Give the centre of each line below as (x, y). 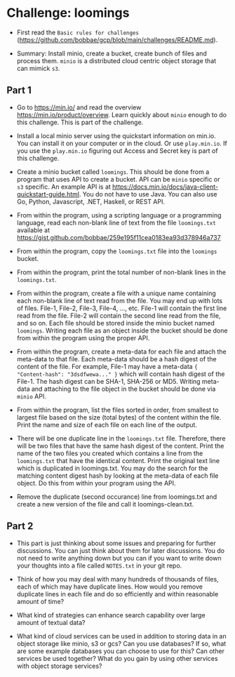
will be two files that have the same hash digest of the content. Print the (120, 445)
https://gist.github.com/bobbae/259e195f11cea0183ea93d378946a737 (119, 237)
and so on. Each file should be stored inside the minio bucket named (115, 323)
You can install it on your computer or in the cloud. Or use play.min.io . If (122, 143)
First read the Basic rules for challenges (78, 32)
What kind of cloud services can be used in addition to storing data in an (121, 636)
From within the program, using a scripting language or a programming (119, 215)
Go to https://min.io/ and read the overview (79, 107)
